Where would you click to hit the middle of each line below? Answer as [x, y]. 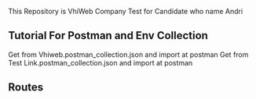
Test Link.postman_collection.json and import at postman [101, 62]
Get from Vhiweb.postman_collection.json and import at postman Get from [128, 55]
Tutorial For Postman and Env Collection [108, 35]
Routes [26, 88]
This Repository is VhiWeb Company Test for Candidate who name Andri [126, 11]
